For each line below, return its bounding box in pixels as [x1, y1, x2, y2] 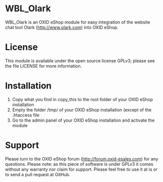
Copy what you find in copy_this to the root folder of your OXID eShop [12, 96, 153, 102]
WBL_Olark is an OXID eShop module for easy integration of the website [5, 19, 150, 25]
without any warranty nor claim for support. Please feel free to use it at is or [5, 166, 158, 172]
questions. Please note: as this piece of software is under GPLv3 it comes [5, 161, 153, 167]
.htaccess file [12, 112, 40, 118]
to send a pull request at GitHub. [5, 171, 70, 177]
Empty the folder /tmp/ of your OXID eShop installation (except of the [12, 106, 152, 113]
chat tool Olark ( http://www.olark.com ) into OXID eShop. [5, 24, 118, 30]
